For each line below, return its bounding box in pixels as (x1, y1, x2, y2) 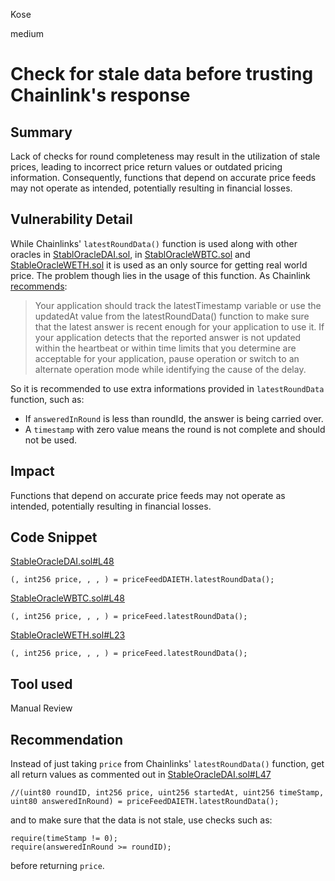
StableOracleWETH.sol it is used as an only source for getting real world (10, 259, 308, 271)
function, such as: (10, 393, 85, 405)
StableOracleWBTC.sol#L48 (10, 592, 125, 604)
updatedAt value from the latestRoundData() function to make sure (34, 310, 310, 322)
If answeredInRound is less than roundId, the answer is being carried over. (24, 412, 324, 424)
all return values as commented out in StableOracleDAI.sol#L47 (10, 769, 272, 781)
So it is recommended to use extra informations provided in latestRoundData (10, 382, 325, 394)
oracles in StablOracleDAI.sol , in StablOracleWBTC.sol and (10, 248, 251, 260)
